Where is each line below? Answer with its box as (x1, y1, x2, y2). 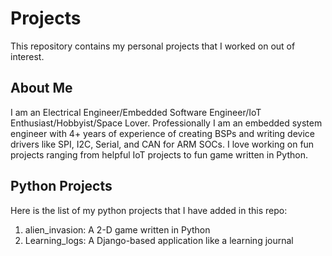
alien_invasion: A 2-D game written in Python (24, 223, 211, 236)
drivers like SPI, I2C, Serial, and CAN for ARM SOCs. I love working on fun (10, 138, 315, 150)
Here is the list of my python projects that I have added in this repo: (10, 204, 288, 216)
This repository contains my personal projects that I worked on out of (10, 40, 296, 52)
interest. (10, 50, 45, 62)
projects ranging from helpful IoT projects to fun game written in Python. (10, 148, 308, 161)
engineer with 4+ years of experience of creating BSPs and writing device (10, 127, 315, 139)
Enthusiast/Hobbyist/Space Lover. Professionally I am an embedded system (10, 117, 323, 129)
